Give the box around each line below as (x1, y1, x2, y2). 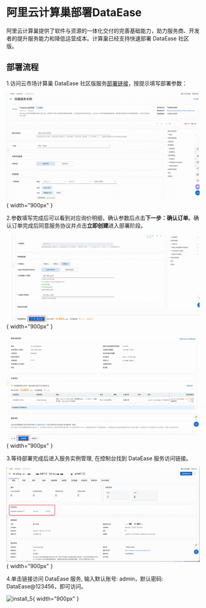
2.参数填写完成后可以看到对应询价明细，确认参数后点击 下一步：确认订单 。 (6, 214, 194, 221)
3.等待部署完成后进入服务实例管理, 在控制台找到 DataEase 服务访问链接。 (6, 455, 192, 462)
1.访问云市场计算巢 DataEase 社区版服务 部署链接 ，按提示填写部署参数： (6, 79, 188, 87)
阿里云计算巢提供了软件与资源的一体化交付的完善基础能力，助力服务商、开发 (6, 27, 200, 34)
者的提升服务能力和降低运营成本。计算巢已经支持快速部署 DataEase (6, 34, 177, 42)
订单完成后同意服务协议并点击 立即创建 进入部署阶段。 (11, 222, 146, 229)
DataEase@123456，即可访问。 (6, 582, 87, 590)
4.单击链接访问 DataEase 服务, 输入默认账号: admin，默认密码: (6, 575, 164, 582)
